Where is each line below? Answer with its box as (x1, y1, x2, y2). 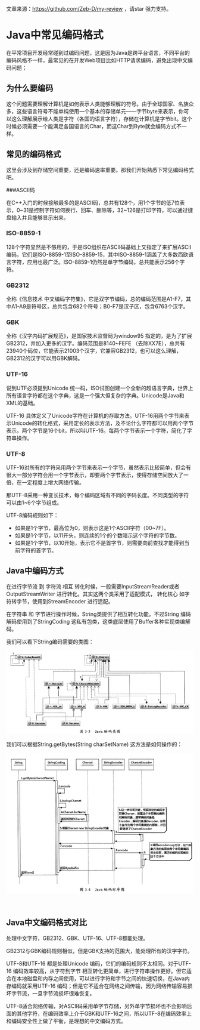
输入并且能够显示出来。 (11, 214, 69, 221)
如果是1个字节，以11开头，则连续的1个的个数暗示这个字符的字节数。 (14, 532, 180, 539)
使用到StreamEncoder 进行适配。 (32, 597, 114, 605)
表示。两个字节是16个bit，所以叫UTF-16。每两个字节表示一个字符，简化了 (6, 427, 187, 434)
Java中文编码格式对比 (6, 918, 87, 928)
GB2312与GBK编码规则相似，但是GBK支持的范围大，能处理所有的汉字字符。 (6, 947, 193, 954)
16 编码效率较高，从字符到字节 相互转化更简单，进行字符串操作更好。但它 (6, 967, 187, 975)
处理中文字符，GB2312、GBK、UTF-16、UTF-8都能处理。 (6, 935, 149, 942)
